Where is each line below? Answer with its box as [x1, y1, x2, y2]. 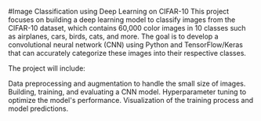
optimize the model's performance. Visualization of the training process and [8, 96, 254, 104]
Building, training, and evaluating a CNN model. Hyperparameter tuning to [8, 87, 247, 97]
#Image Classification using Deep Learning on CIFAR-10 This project [8, 7, 230, 16]
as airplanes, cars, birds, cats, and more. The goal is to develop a [8, 31, 219, 41]
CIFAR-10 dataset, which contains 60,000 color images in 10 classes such [8, 24, 246, 32]
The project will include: [8, 64, 86, 73]
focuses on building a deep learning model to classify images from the [8, 15, 236, 24]
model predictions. [8, 104, 69, 113]
